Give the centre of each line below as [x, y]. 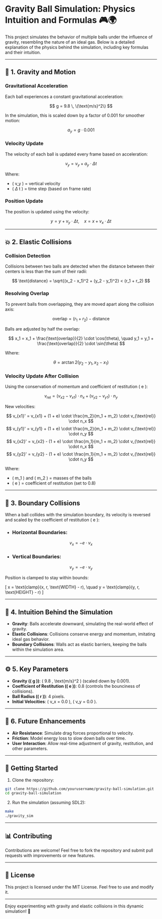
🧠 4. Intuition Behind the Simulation [59, 612]
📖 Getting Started [32, 768]
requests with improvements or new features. [50, 855]
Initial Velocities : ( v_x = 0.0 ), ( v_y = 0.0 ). [54, 701]
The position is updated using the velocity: [47, 211]
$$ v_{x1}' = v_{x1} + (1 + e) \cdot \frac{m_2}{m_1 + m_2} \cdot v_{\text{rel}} [81, 416]
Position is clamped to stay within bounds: [47, 578]
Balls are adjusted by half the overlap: [42, 329]
